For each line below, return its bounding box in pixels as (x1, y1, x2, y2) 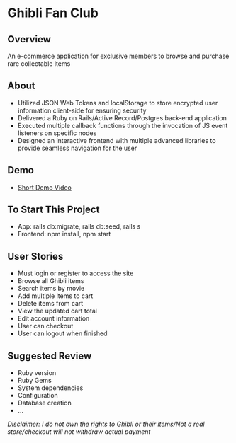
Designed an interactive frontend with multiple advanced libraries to (17, 136, 216, 144)
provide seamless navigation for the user (17, 144, 137, 152)
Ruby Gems (17, 376, 52, 385)
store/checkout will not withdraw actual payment (7, 427, 151, 436)
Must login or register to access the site (17, 269, 134, 277)
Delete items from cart (17, 299, 84, 308)
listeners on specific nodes (17, 129, 97, 137)
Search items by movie (17, 284, 85, 293)
